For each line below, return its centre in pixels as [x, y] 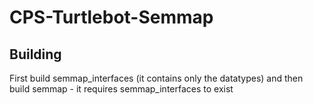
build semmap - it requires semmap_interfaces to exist [121, 89]
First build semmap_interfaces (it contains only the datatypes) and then [156, 78]
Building [35, 54]
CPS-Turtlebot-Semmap [111, 17]
